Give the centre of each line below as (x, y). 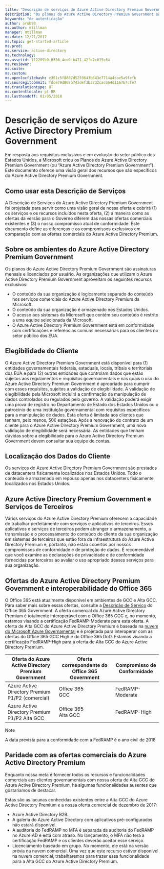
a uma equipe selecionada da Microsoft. (52, 320)
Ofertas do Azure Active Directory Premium (73, 581)
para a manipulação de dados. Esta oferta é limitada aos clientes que (74, 415)
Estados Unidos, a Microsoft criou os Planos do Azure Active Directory (76, 160)
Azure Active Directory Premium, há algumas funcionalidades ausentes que (81, 785)
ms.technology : (20, 55)
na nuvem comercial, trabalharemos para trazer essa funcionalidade (81, 856)
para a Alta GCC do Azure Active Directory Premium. (65, 861)
